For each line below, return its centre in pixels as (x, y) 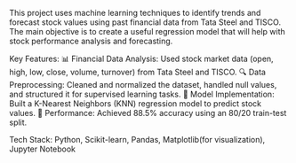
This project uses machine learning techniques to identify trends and (135, 13)
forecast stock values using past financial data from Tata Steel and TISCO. (145, 22)
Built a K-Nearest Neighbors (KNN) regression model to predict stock (136, 104)
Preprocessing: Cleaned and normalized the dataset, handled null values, (143, 85)
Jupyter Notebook (43, 149)
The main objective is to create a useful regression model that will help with (148, 31)
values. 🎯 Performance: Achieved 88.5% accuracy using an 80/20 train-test (148, 113)
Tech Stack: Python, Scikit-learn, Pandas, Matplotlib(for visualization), (137, 140)
